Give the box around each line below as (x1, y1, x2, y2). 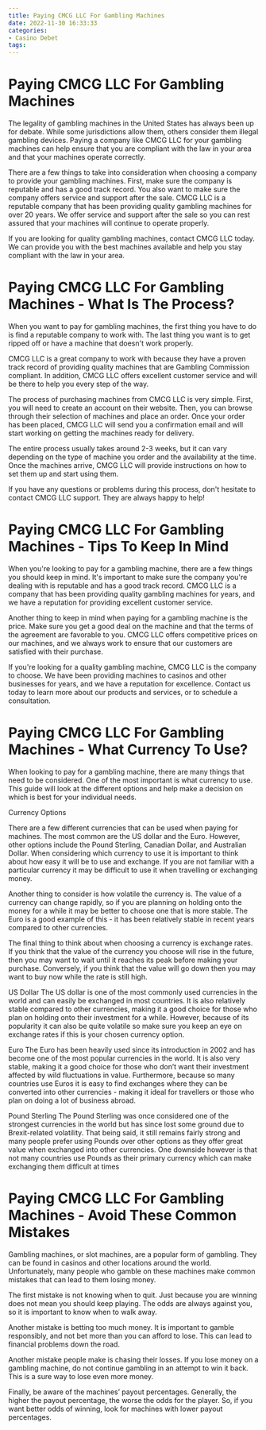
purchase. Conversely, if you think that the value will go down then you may (8, 963, 256, 973)
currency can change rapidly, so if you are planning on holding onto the (8, 897, 242, 906)
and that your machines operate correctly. (8, 153, 146, 162)
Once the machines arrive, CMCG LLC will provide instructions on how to (8, 461, 248, 470)
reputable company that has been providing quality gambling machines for (8, 202, 253, 211)
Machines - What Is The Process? (8, 296, 235, 314)
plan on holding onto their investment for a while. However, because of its (8, 1012, 249, 1022)
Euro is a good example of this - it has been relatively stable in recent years (8, 914, 255, 924)
